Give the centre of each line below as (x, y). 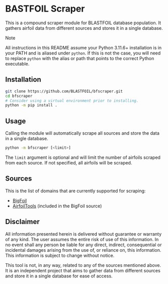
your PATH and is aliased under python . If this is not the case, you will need (83, 53)
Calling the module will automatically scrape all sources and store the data (82, 133)
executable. (17, 64)
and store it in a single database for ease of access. (59, 276)
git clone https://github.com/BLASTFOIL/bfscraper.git (64, 91)
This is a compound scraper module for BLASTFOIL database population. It (83, 23)
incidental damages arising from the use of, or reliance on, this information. (83, 250)
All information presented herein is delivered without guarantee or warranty (83, 234)
